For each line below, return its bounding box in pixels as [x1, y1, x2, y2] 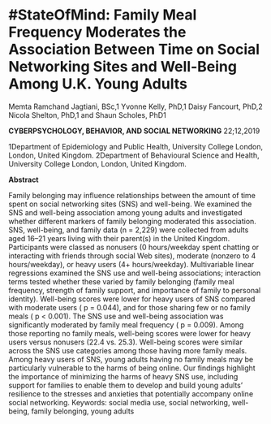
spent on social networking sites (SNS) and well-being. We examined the [8, 199, 252, 209]
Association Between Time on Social [8, 41, 260, 58]
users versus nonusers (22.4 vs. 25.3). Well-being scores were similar [8, 337, 243, 347]
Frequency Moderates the [8, 23, 187, 41]
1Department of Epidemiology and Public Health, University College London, [8, 141, 264, 151]
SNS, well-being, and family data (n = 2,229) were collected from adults [8, 225, 249, 235]
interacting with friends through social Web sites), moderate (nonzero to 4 [8, 250, 256, 261]
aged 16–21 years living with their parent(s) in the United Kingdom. [8, 233, 230, 243]
